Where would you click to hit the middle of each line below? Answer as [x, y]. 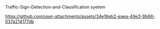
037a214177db [20, 22]
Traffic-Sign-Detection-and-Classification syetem [55, 7]
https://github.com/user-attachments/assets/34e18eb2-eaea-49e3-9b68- [80, 16]
